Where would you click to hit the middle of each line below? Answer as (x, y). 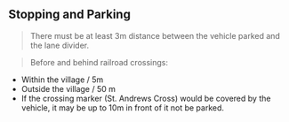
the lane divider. (60, 45)
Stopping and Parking (69, 15)
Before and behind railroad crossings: (99, 62)
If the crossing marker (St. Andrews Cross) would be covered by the (146, 98)
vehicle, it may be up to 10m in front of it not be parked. (122, 107)
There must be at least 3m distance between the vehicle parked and (155, 35)
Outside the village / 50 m (68, 88)
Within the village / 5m (62, 80)
